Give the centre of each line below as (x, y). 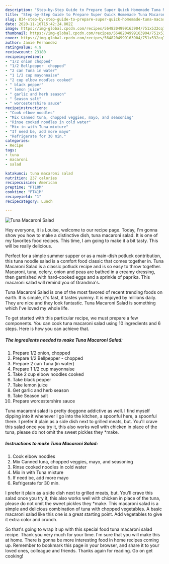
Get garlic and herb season (41, 390)
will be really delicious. (29, 246)
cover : (12, 38)
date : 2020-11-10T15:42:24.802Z (39, 24)
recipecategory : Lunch (29, 201)
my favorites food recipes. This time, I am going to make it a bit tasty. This (82, 240)
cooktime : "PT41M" (24, 192)
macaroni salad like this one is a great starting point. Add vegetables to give (84, 514)
